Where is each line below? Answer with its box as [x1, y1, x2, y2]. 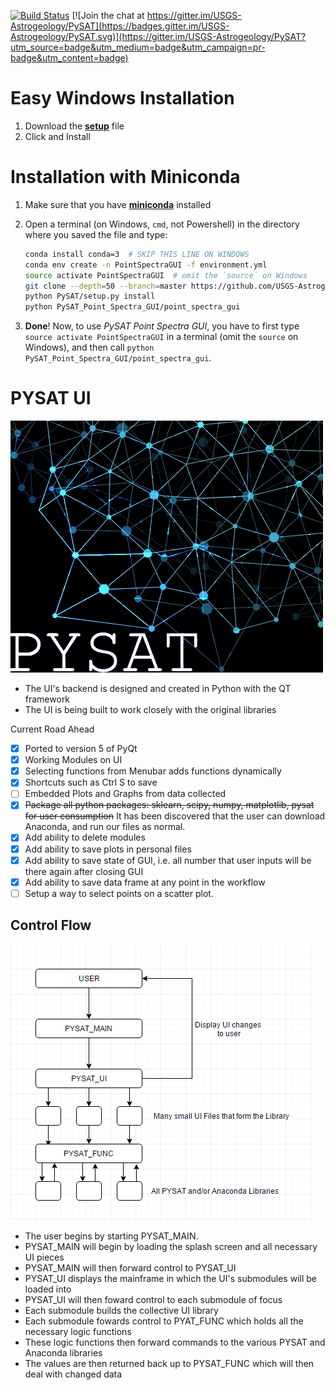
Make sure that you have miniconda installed [24, 198, 212, 210]
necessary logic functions [24, 1325, 132, 1337]
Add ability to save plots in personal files [24, 843, 192, 855]
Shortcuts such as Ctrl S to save [24, 776, 158, 789]
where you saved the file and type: [24, 228, 168, 240]
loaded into [24, 1283, 72, 1295]
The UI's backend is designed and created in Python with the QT [24, 683, 292, 695]
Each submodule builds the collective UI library [24, 1304, 219, 1316]
